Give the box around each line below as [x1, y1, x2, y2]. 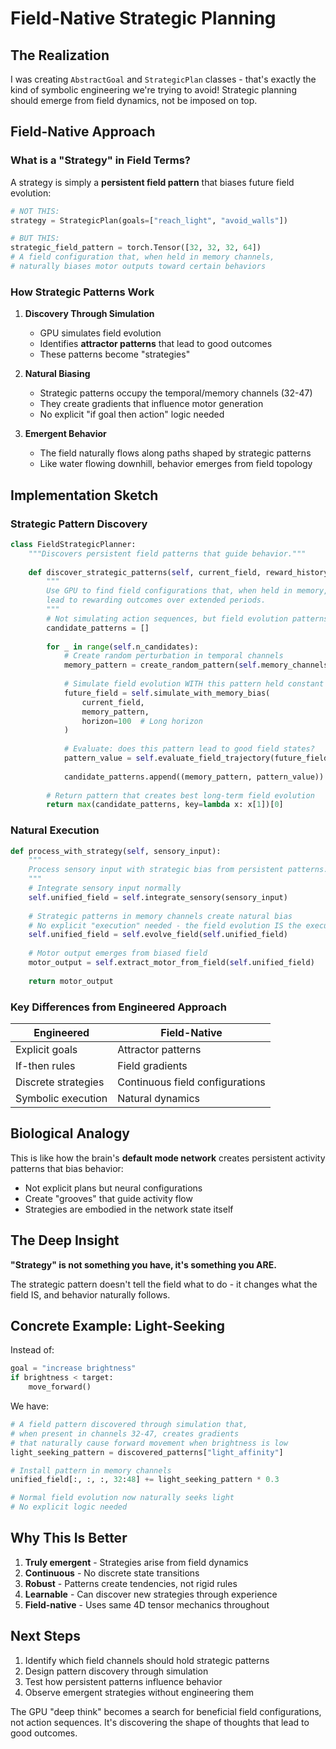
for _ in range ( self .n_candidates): [46, 642, 199, 652]
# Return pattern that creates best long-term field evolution [46, 790, 315, 801]
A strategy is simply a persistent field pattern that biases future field [10, 176, 295, 188]
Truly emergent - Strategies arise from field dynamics [24, 1556, 249, 1568]
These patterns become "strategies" [39, 348, 191, 361]
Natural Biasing [24, 368, 91, 380]
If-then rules [15, 1059, 76, 1073]
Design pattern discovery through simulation [24, 1665, 209, 1677]
